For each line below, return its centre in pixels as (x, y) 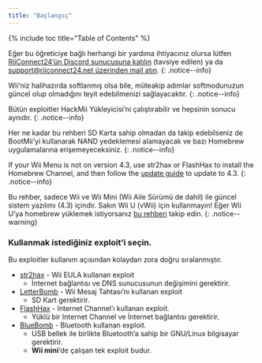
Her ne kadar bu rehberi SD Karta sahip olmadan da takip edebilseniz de (125, 133)
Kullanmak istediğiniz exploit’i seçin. (80, 242)
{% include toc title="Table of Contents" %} (79, 38)
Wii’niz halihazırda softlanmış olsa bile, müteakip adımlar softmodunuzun (126, 85)
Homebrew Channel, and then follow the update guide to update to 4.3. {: (127, 173)
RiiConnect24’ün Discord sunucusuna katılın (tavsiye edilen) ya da (116, 62)
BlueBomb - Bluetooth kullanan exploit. (83, 325)
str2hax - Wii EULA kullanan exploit (77, 275)
